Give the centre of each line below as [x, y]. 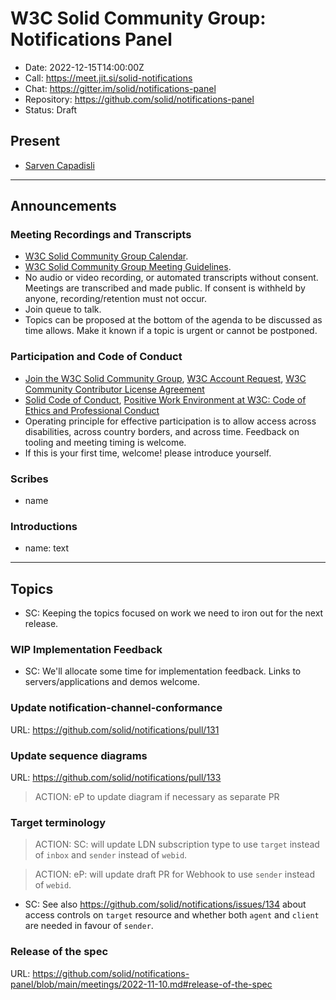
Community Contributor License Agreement [114, 389]
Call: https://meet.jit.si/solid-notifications [108, 78]
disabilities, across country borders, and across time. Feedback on [162, 431]
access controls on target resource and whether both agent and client [172, 915]
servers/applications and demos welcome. [112, 682]
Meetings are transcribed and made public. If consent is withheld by [165, 288]
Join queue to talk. [63, 309]
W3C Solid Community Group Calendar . [106, 256]
